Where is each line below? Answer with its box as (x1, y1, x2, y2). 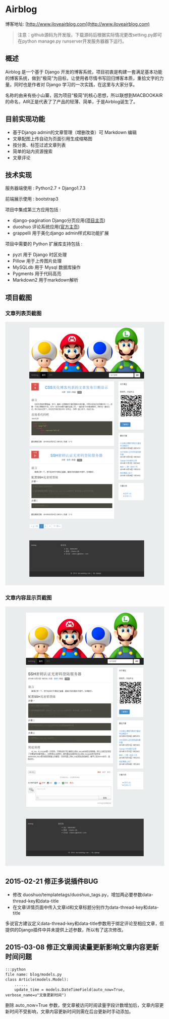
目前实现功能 (5, 115, 45, 124)
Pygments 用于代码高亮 (12, 271, 62, 277)
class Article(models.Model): (5, 977, 69, 982)
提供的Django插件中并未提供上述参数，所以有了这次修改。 (5, 926, 126, 933)
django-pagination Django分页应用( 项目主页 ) (12, 217, 106, 223)
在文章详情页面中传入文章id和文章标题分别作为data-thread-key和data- (12, 904, 159, 910)
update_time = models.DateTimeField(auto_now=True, (14, 987, 125, 992)
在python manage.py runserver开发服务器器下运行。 (17, 38, 127, 44)
